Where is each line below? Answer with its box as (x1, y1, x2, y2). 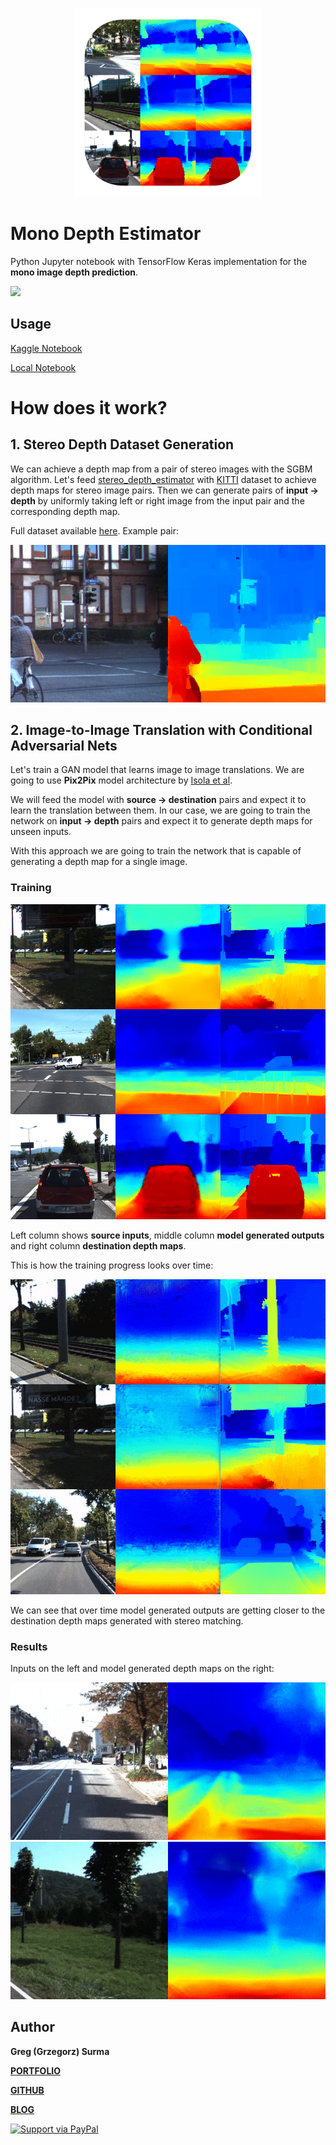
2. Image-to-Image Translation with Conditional (10, 722, 313, 739)
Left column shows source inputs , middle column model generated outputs (10, 1229, 325, 1241)
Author (10, 2019, 55, 2036)
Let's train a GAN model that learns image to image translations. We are (10, 764, 305, 776)
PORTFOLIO (10, 2064, 62, 2077)
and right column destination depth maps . (10, 1239, 187, 1252)
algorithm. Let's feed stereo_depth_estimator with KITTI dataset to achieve (10, 473, 317, 485)
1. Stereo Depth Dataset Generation (10, 436, 235, 453)
